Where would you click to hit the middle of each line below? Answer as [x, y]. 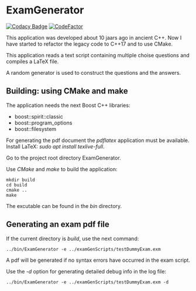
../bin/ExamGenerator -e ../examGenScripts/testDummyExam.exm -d [87, 282]
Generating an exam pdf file [58, 225]
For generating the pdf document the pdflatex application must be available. [98, 140]
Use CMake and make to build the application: [62, 169]
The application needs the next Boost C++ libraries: [68, 105]
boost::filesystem [35, 129]
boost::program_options [43, 123]
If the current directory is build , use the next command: [73, 238]
